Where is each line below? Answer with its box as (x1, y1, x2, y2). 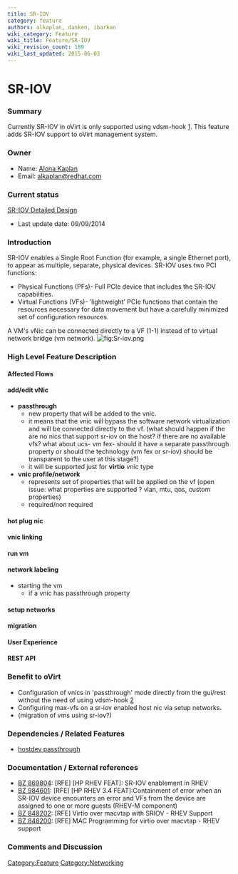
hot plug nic (7, 516, 43, 525)
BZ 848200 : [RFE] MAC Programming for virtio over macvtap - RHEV (17, 817, 220, 826)
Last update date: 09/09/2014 (17, 219, 105, 228)
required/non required (28, 500, 93, 508)
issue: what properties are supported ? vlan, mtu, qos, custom (28, 485, 211, 493)
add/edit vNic (7, 386, 48, 394)
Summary (7, 106, 43, 116)
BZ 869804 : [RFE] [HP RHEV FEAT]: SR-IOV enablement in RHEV (17, 778, 208, 788)
